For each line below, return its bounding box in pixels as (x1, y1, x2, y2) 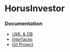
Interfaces (11, 36, 33, 42)
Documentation (4, 20, 43, 27)
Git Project (11, 42, 34, 48)
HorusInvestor (4, 3, 65, 14)
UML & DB (11, 31, 33, 37)
